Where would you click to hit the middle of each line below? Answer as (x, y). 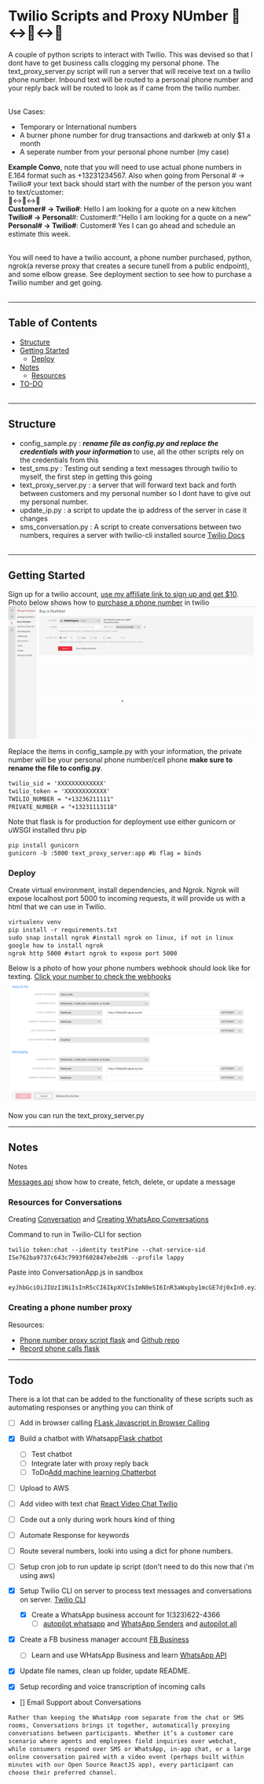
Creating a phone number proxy (70, 1308)
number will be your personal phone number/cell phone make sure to (121, 760)
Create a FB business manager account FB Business (104, 1639)
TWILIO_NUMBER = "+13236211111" (61, 799)
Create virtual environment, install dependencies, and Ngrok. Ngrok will (124, 890)
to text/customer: (36, 192)
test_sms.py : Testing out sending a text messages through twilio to (128, 468)
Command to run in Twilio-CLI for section (75, 1234)
